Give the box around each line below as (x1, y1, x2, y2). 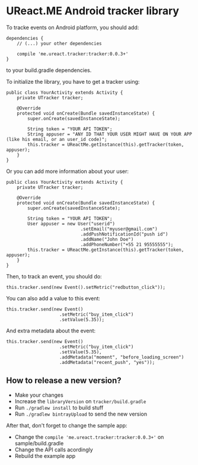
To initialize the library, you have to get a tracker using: (6, 78, 140, 85)
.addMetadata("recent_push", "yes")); (59, 359, 155, 365)
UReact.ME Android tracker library (6, 4, 180, 18)
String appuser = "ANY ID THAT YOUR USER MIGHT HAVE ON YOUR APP (27, 131, 193, 137)
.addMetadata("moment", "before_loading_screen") (59, 354, 184, 360)
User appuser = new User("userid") (27, 221, 116, 227)
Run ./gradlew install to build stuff (14, 404, 104, 411)
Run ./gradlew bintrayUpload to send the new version (14, 410, 148, 417)
